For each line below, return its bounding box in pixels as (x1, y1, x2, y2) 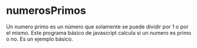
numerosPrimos (6, 4, 87, 17)
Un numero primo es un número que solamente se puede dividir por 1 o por (6, 23, 189, 30)
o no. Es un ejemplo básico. (6, 35, 74, 42)
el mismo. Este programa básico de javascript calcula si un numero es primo (6, 29, 192, 36)
